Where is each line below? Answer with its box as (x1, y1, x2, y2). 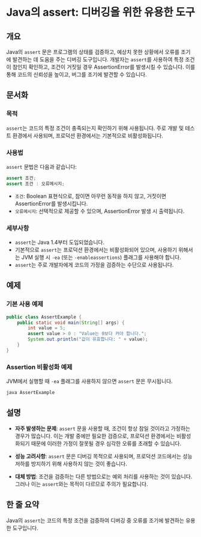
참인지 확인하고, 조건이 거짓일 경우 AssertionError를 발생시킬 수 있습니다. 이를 (12, 64, 196, 70)
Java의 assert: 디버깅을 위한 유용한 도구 (6, 5, 196, 19)
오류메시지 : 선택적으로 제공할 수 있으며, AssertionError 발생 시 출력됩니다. (14, 207, 185, 214)
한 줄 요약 (6, 500, 40, 510)
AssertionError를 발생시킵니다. (14, 199, 88, 207)
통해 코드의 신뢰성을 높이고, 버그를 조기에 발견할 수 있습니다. (6, 71, 147, 78)
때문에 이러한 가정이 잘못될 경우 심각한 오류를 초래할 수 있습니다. (31, 440, 182, 447)
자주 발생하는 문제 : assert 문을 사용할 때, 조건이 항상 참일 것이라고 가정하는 (14, 425, 191, 432)
